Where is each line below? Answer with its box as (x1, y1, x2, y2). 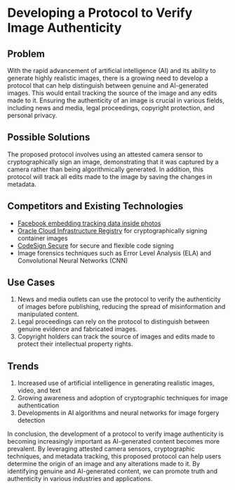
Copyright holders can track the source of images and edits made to (17, 332, 215, 341)
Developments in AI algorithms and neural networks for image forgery (17, 409, 220, 417)
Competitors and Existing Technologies (7, 200, 184, 212)
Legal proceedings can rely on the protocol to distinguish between (17, 317, 210, 326)
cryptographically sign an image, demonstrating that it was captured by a (7, 157, 219, 166)
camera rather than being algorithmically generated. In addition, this (7, 165, 203, 173)
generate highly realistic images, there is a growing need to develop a (7, 74, 208, 82)
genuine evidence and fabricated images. (17, 325, 138, 333)
